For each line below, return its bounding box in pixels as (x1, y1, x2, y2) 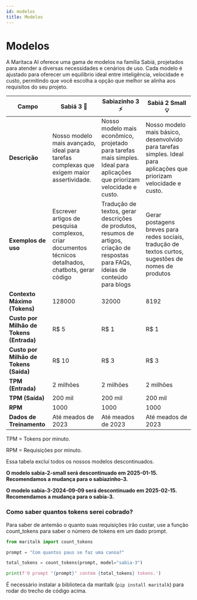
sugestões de (145, 255, 184, 263)
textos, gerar (101, 207, 137, 216)
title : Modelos (6, 14, 43, 20)
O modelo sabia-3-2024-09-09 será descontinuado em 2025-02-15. (6, 487, 177, 494)
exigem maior (52, 168, 90, 176)
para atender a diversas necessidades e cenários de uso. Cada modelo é (6, 65, 183, 72)
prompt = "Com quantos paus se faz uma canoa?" (6, 549, 125, 555)
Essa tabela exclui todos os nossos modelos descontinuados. (6, 458, 154, 465)
